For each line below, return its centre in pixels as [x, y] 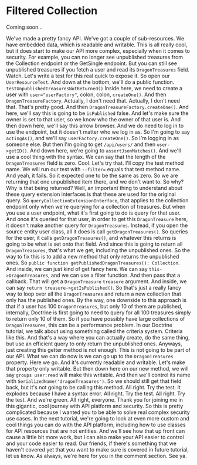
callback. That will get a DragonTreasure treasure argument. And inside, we [96, 281]
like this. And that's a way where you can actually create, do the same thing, [98, 337]
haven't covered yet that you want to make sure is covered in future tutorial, [98, 449]
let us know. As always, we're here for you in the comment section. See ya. [96, 456]
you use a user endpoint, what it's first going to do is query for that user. [94, 213]
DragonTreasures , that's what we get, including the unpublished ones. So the [98, 250]
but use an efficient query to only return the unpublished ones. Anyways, [94, 344]
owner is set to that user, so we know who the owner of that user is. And [94, 119]
